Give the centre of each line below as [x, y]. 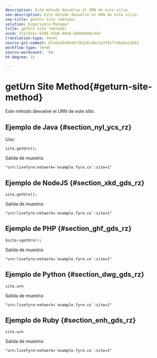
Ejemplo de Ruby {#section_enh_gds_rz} [71, 320]
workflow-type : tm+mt [28, 48]
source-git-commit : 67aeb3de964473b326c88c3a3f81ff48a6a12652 [72, 43]
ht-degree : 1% [20, 57]
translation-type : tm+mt [31, 38]
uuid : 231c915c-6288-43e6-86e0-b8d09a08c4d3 [53, 33]
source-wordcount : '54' [30, 52]
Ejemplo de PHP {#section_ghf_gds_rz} [68, 229]
